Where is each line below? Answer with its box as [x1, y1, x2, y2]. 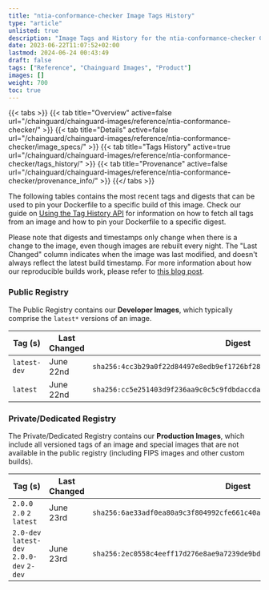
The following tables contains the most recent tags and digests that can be [8, 191, 255, 201]
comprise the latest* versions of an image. [8, 313, 152, 323]
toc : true [8, 86, 42, 94]
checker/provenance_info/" [8, 176, 98, 186]
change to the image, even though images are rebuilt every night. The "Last [8, 241, 258, 251]
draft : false [8, 57, 52, 65]
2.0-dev [12, 528, 42, 537]
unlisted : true [8, 26, 59, 34]
